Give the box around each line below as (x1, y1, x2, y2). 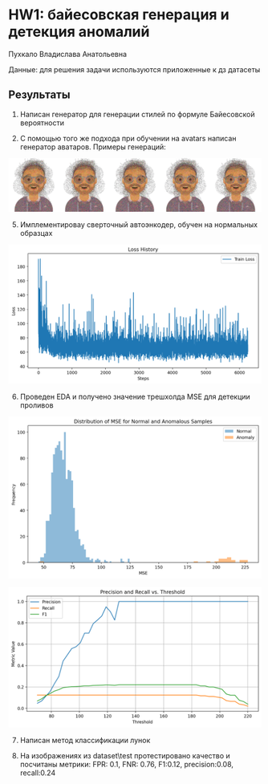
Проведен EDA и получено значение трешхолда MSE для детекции (19, 392, 250, 401)
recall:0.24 (19, 768, 56, 778)
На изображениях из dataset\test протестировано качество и (19, 750, 230, 760)
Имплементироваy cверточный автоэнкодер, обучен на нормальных (19, 219, 258, 230)
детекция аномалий (8, 22, 150, 41)
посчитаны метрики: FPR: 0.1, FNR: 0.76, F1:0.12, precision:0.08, (19, 759, 234, 769)
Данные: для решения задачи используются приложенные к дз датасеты (8, 64, 261, 74)
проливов (19, 400, 54, 410)
